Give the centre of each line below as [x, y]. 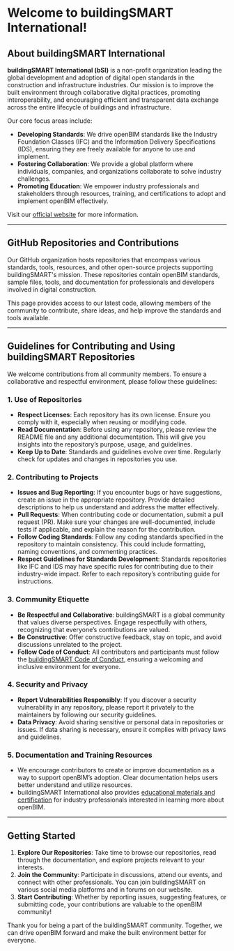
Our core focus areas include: [50, 121]
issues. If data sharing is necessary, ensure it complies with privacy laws [122, 729]
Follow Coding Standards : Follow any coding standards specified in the [120, 537]
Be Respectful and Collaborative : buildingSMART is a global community [121, 615]
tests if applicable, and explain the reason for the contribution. [107, 530]
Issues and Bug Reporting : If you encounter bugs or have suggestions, [119, 493]
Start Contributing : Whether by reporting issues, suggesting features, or [122, 897]
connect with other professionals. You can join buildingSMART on [111, 882]
